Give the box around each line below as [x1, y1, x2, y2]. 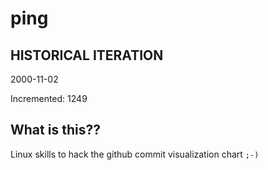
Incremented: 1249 [10, 93, 88, 104]
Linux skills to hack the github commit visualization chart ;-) [10, 148, 260, 160]
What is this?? [10, 122, 101, 139]
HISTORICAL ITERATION [10, 47, 164, 64]
